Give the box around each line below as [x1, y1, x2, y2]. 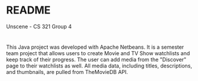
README [6, 4, 51, 17]
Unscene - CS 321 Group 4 [6, 23, 72, 30]
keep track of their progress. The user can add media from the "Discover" [6, 56, 187, 63]
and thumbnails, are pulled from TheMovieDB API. [6, 69, 129, 76]
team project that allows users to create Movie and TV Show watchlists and [6, 50, 190, 57]
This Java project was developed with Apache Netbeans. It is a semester [6, 43, 184, 50]
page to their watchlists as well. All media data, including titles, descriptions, [6, 62, 193, 69]
